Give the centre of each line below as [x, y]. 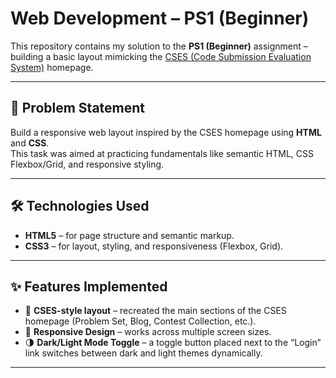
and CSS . [30, 143]
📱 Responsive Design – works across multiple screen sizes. [148, 332]
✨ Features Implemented [89, 286]
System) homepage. [52, 67]
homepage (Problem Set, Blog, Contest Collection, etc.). [140, 321]
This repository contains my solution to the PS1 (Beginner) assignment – [159, 46]
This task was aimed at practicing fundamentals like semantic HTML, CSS [162, 153]
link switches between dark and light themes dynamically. [143, 353]
